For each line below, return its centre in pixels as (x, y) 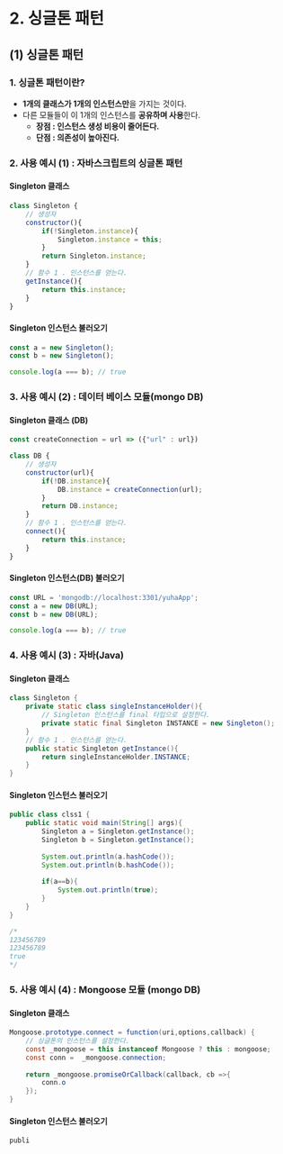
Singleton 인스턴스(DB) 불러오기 (67, 578)
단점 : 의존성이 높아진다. (77, 137)
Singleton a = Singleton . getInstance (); (118, 831)
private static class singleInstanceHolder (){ (114, 707)
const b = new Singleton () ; (62, 356)
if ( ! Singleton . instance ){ (90, 231)
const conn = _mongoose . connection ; (96, 1058)
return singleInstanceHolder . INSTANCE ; (116, 757)
